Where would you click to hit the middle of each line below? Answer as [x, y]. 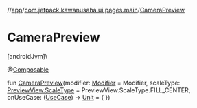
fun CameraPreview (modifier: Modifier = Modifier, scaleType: [94, 83]
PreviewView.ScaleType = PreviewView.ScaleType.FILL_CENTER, [99, 90]
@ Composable [28, 69]
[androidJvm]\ [27, 56]
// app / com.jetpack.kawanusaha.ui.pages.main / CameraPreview [96, 10]
